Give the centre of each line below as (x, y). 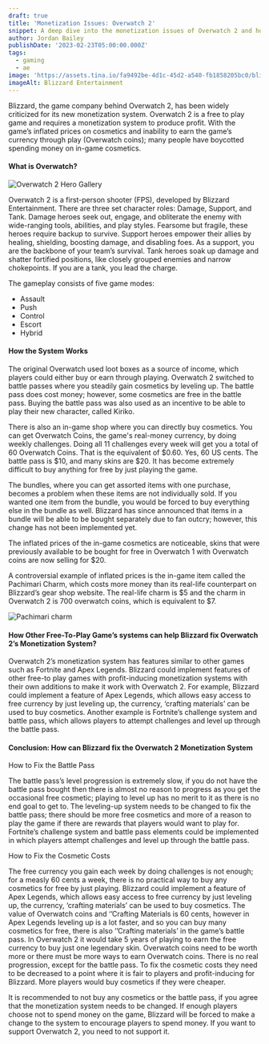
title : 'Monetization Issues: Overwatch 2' (82, 23)
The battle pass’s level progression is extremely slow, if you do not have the (133, 781)
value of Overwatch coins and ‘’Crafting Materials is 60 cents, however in (129, 914)
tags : (17, 53)
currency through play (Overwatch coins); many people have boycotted (126, 139)
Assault (32, 299)
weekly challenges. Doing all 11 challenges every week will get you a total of (133, 444)
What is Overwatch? (43, 167)
